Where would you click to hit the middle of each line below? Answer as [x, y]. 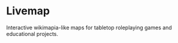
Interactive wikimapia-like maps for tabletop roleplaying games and [89, 27]
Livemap [28, 11]
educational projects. [32, 33]
